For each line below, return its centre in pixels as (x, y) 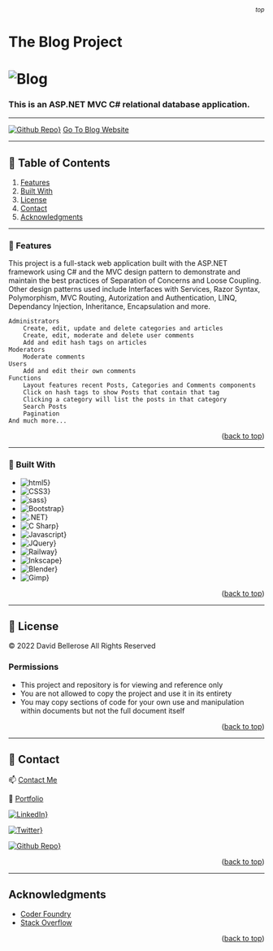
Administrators (34, 321)
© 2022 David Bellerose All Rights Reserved (82, 646)
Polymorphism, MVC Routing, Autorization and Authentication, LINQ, (123, 298)
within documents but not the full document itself (102, 710)
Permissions (34, 667)
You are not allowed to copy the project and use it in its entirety (126, 693)
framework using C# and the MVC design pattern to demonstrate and (125, 272)
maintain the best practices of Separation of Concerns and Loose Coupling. (135, 280)
